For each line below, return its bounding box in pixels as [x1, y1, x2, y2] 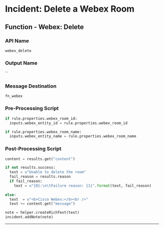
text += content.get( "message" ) [9, 201, 76, 206]
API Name [5, 37, 29, 44]
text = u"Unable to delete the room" [9, 170, 86, 175]
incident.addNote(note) [5, 215, 54, 220]
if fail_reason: [9, 179, 42, 184]
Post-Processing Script [5, 145, 62, 152]
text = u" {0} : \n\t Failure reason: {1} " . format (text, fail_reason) [14, 183, 152, 188]
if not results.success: [5, 165, 56, 170]
